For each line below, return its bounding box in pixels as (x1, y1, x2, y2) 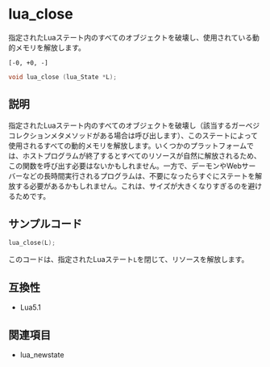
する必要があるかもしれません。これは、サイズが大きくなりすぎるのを (15, 181, 248, 191)
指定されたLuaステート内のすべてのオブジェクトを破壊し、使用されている (8, 32, 253, 42)
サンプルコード (8, 217, 82, 231)
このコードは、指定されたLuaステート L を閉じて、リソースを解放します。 (8, 255, 249, 264)
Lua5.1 (19, 302, 42, 312)
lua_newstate (19, 349, 64, 360)
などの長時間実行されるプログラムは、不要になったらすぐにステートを (22, 171, 255, 180)
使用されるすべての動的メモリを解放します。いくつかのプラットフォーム (8, 141, 247, 150)
